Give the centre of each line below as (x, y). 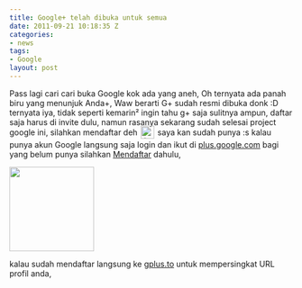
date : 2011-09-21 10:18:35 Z (64, 26)
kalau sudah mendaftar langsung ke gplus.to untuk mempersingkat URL (142, 264)
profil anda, (31, 273)
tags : (19, 51)
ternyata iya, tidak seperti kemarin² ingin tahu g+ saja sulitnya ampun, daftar (151, 112)
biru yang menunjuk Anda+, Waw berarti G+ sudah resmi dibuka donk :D (144, 103)
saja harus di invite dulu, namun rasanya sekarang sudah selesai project (143, 121)
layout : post (34, 68)
